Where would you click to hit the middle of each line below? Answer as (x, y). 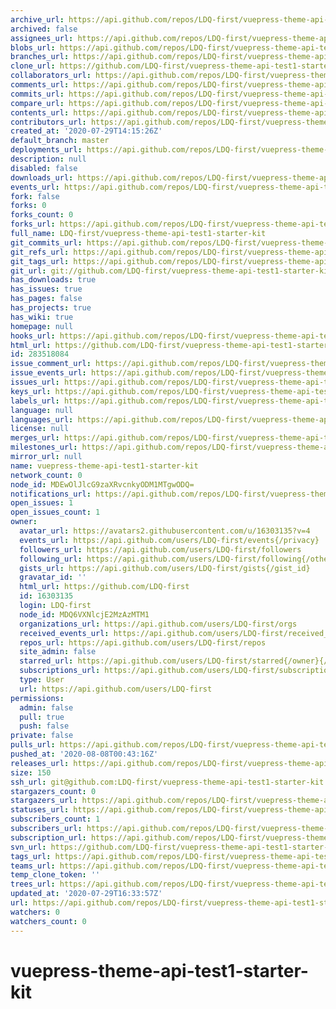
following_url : (51, 559)
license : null (40, 429)
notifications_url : (51, 494)
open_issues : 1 (42, 503)
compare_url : (37, 103)
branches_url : (40, 57)
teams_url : (33, 866)
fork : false (35, 196)
